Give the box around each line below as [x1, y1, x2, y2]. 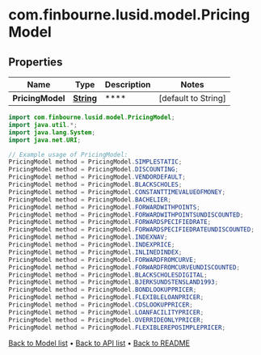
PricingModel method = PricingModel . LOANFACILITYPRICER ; [8, 308, 204, 316]
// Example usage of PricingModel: [8, 150, 128, 158]
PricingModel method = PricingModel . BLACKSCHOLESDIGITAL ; [8, 271, 208, 279]
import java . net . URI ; [8, 136, 82, 144]
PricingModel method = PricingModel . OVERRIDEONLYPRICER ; [8, 315, 204, 324]
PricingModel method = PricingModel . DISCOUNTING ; [8, 166, 179, 174]
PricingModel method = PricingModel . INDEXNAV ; [8, 233, 168, 242]
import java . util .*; [8, 120, 78, 129]
